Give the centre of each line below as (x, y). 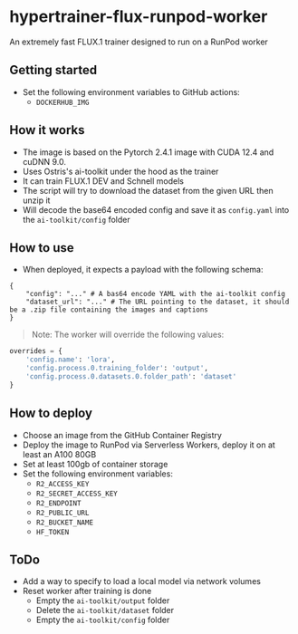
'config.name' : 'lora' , (71, 360)
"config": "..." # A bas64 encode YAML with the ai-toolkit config (155, 294)
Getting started (53, 70)
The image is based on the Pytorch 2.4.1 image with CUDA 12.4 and (148, 152)
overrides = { (36, 351)
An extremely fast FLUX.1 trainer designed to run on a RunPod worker (139, 42)
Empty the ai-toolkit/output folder (103, 600)
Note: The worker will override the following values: (128, 335)
